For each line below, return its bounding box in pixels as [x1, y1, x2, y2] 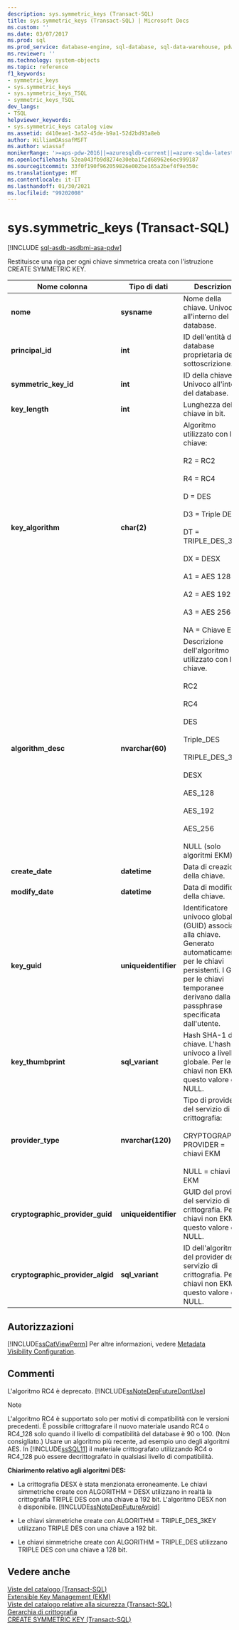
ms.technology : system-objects [7, 57, 100, 64]
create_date [11, 866, 52, 876]
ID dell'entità [183, 332, 225, 342]
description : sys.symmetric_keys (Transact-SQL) [7, 10, 154, 18]
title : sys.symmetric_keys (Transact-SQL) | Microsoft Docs [7, 17, 190, 24]
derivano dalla [183, 992, 231, 1002]
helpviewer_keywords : [7, 116, 72, 123]
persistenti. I [183, 965, 225, 975]
